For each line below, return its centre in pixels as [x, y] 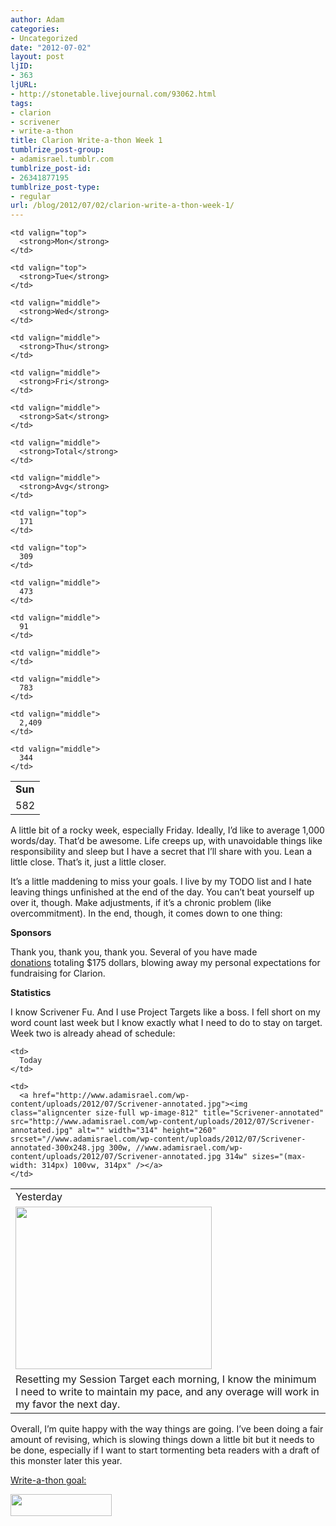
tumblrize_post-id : [51, 168]
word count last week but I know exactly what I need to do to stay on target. [166, 1023]
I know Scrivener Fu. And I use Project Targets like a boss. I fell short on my [165, 1012]
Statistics [31, 993]
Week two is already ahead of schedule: [93, 1033]
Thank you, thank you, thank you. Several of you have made [134, 952]
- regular [31, 196]
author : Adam [37, 19]
